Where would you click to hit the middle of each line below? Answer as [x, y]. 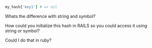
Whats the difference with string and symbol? [50, 16]
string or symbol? [23, 31]
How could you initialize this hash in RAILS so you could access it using [76, 25]
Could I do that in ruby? [28, 40]
